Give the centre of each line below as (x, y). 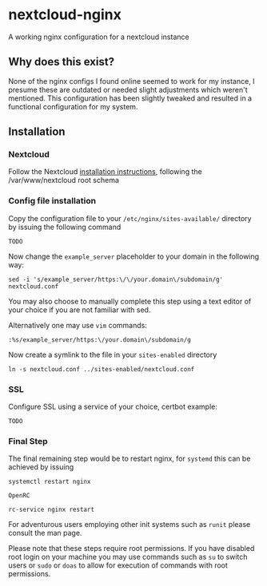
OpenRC (19, 496)
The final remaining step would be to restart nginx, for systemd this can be (130, 459)
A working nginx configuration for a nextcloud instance (99, 37)
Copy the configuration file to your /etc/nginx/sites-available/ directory (130, 218)
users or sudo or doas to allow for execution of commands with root (118, 565)
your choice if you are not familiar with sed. (80, 310)
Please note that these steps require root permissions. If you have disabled (132, 548)
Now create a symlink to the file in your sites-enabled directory (113, 354)
